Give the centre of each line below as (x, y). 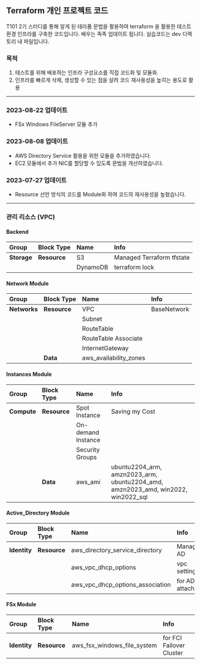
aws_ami (88, 482)
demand (88, 432)
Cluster (173, 652)
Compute (23, 411)
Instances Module (29, 374)
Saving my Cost (133, 411)
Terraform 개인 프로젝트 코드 (57, 11)
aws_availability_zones (113, 358)
